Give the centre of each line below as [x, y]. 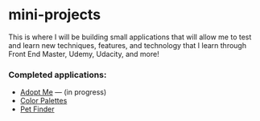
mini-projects [55, 15]
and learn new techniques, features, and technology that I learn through [128, 45]
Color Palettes [43, 101]
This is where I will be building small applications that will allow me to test [130, 37]
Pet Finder [37, 109]
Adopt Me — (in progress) [63, 92]
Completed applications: [58, 75]
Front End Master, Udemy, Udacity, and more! [84, 54]
